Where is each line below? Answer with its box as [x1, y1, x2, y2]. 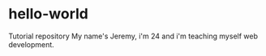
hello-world [8, 5, 89, 23]
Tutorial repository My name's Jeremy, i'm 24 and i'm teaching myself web [8, 31, 258, 41]
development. [8, 39, 54, 49]
